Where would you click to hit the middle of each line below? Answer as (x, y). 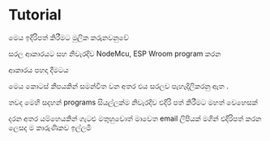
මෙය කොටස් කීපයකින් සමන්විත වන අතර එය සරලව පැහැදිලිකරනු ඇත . (118, 86)
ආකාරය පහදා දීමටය (39, 70)
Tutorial (35, 15)
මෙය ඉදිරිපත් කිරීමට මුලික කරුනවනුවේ (69, 37)
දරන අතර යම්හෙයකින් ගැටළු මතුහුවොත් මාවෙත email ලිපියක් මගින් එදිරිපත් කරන (135, 118)
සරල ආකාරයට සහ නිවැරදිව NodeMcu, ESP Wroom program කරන (115, 53)
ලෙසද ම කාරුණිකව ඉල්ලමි (50, 127)
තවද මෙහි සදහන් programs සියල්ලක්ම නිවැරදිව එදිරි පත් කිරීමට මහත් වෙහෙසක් (133, 102)
